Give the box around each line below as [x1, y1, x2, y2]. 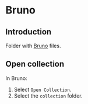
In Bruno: [5, 74, 27, 82]
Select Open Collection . [13, 86, 72, 93]
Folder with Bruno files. [5, 42, 61, 49]
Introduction [5, 27, 52, 37]
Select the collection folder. [13, 92, 83, 99]
